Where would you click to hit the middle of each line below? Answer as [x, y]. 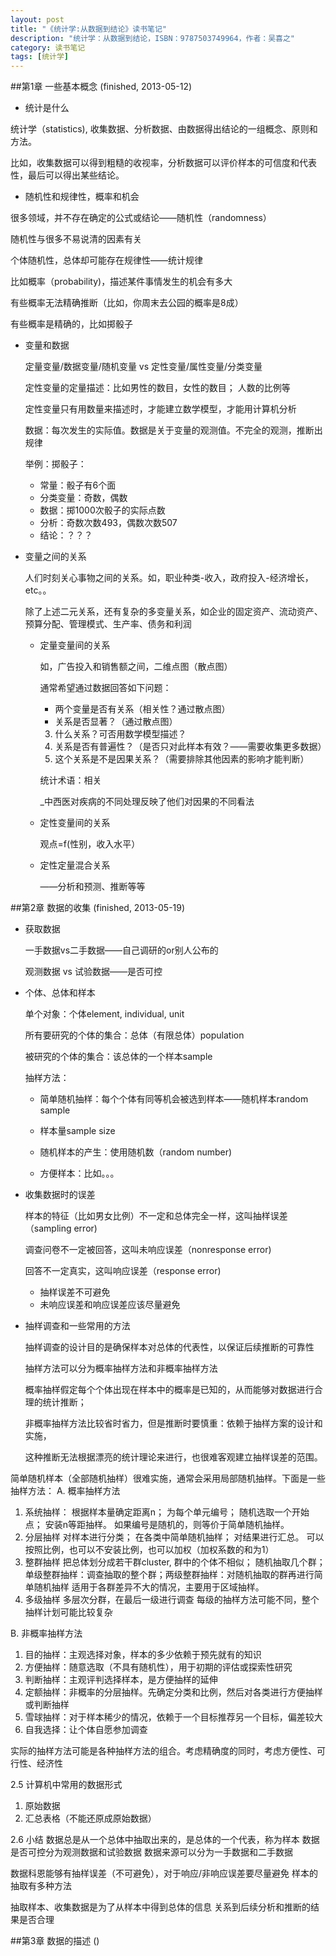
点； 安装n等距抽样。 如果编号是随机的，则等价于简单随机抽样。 [157, 1525]
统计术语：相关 [70, 780]
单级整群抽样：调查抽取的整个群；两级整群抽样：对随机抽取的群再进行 [169, 1575]
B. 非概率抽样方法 [46, 1633]
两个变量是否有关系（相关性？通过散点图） [142, 709]
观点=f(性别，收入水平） [90, 844]
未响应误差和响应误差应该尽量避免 [110, 1305]
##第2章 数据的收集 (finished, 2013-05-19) [98, 908]
